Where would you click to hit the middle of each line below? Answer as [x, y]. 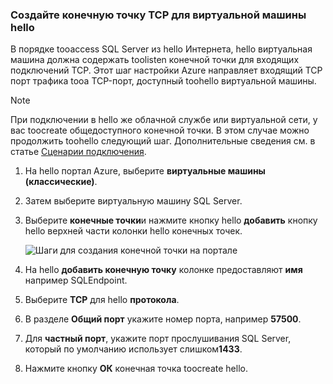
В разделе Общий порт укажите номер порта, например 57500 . [163, 319]
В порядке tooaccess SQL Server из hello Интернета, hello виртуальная [161, 49]
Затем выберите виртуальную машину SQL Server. [133, 201]
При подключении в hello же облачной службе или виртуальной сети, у [164, 120]
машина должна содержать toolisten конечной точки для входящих [155, 60]
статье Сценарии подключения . [78, 152]
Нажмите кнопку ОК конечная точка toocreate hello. [136, 369]
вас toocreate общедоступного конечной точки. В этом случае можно [160, 130]
